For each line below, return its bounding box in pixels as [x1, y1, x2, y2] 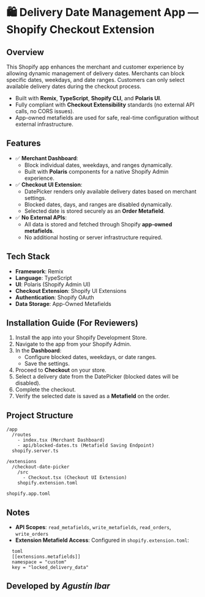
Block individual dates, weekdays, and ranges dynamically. [24, 161, 173, 169]
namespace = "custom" [12, 559, 67, 565]
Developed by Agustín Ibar [6, 581, 110, 591]
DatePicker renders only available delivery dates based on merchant [24, 188, 197, 195]
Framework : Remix [15, 267, 64, 275]
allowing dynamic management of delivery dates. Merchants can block [6, 70, 185, 77]
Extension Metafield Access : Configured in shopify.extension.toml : [15, 536, 190, 544]
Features [6, 138, 41, 149]
